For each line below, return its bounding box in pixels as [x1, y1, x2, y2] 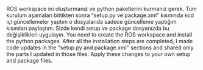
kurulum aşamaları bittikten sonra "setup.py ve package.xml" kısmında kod [6, 12, 194, 19]
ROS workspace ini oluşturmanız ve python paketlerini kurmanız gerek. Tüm [6, 5, 197, 12]
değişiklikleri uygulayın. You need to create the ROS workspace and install [6, 31, 193, 38]
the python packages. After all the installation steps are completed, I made [6, 38, 193, 44]
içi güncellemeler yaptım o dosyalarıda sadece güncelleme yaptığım [6, 18, 177, 25]
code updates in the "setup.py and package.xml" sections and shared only [6, 44, 194, 51]
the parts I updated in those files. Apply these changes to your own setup [6, 51, 191, 57]
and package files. [6, 57, 53, 64]
